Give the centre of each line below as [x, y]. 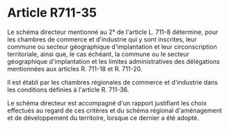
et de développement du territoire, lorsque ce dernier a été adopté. [103, 118]
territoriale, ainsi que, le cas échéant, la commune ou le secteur [98, 54]
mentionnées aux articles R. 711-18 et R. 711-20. [75, 69]
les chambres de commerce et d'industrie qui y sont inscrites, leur [102, 39]
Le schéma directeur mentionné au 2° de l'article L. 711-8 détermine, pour [113, 32]
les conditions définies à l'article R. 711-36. [68, 89]
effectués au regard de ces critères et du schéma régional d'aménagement [115, 110]
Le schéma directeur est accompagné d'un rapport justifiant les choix [107, 103]
